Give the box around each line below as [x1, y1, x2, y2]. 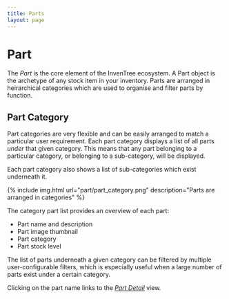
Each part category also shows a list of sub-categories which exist [7, 165, 197, 174]
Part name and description [17, 220, 93, 228]
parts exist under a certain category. [7, 271, 111, 279]
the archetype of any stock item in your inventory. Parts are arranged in [7, 77, 210, 85]
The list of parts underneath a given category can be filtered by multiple [7, 255, 212, 264]
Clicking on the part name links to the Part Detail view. [7, 284, 161, 292]
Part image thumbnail [17, 228, 78, 236]
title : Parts [7, 10, 45, 17]
